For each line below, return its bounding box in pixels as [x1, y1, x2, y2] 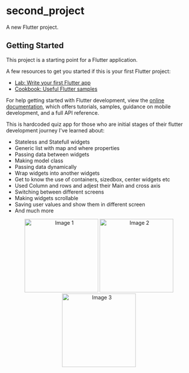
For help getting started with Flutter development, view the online [6, 96, 165, 104]
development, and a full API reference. [6, 109, 100, 116]
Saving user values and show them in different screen [14, 201, 145, 208]
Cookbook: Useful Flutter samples [14, 85, 98, 92]
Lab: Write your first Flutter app [14, 79, 91, 86]
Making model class [14, 157, 64, 164]
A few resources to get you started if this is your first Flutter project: [6, 68, 171, 75]
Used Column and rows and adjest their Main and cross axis [14, 182, 161, 189]
